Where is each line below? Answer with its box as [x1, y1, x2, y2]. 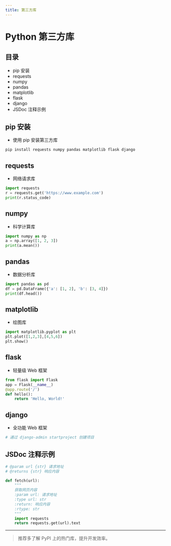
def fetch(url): [5, 478, 40, 483]
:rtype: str [14, 506, 40, 511]
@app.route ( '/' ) [5, 387, 40, 392]
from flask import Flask [5, 377, 58, 382]
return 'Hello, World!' [14, 396, 65, 402]
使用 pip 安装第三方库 [12, 137, 58, 143]
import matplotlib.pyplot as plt [5, 329, 76, 334]
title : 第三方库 [5, 7, 37, 13]
